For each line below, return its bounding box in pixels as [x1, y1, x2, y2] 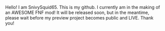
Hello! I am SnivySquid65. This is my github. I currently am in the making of [5, 4, 160, 10]
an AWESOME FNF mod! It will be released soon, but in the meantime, [5, 9, 149, 15]
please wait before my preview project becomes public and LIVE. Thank [5, 15, 154, 20]
